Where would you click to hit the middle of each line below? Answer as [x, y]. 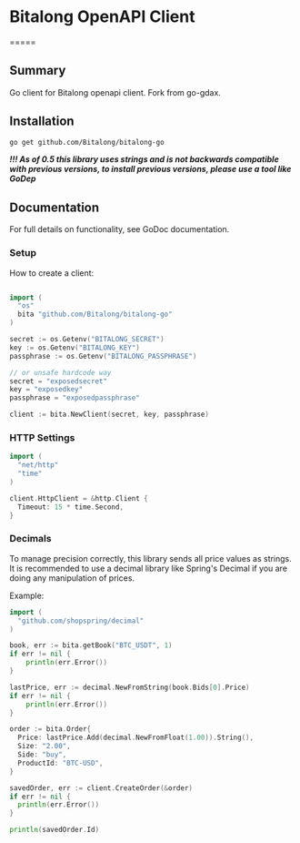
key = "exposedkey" [46, 390]
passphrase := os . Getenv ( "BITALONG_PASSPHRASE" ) [103, 356]
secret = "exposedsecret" [58, 381]
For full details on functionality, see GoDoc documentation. [120, 229]
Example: [27, 595]
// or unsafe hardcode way [60, 372]
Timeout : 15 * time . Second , [71, 507]
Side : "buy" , [42, 755]
